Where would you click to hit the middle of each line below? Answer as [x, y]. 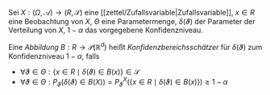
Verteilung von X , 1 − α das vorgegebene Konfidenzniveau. [106, 30]
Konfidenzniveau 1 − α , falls [54, 56]
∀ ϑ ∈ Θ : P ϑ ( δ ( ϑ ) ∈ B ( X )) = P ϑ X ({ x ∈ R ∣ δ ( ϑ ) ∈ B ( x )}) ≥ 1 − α [124, 82]
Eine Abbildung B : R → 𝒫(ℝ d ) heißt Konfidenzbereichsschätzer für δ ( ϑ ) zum [135, 46]
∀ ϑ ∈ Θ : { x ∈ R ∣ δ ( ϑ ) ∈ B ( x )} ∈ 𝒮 [80, 72]
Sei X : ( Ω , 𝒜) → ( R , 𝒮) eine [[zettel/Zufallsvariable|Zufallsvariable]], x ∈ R [132, 12]
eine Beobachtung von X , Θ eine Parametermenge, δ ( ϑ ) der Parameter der [132, 21]
